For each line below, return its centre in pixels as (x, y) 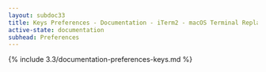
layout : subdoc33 (37, 15)
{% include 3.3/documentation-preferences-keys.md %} (101, 59)
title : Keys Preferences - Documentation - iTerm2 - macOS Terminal (123, 23)
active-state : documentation (56, 30)
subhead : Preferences (44, 37)
